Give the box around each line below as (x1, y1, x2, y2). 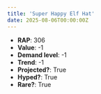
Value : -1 (17, 43, 44, 52)
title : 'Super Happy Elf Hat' (7, 10, 95, 17)
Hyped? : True (17, 72, 58, 81)
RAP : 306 (17, 36, 45, 44)
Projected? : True (17, 65, 67, 74)
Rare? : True (17, 80, 52, 88)
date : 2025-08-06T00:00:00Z (7, 17, 89, 24)
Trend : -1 (17, 58, 44, 66)
